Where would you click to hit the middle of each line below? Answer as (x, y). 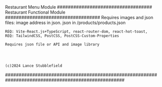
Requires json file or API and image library (52, 44)
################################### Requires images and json (79, 17)
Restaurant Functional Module (35, 12)
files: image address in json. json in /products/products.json (65, 22)
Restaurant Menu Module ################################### (79, 7)
